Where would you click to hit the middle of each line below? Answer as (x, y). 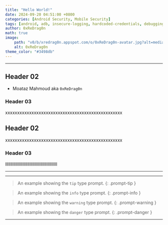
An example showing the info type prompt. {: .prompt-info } (79, 192)
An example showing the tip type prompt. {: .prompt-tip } (76, 183)
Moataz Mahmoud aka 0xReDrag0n (47, 88)
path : (20, 42)
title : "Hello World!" (29, 10)
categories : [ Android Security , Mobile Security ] (58, 19)
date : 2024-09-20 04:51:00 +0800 (40, 14)
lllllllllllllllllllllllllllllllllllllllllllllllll (31, 164)
